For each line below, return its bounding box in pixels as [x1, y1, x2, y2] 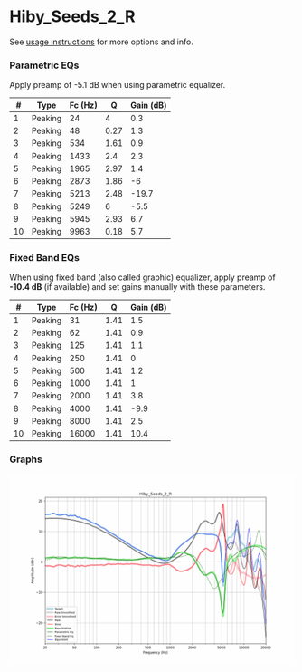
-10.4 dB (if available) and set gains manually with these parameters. [9, 282, 266, 293]
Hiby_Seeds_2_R [9, 6, 136, 27]
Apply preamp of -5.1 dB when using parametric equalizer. [9, 80, 226, 91]
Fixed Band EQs [9, 251, 80, 264]
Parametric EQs [9, 59, 80, 72]
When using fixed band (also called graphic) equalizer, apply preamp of [9, 272, 276, 283]
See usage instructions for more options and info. [9, 36, 194, 47]
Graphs [9, 453, 42, 466]
